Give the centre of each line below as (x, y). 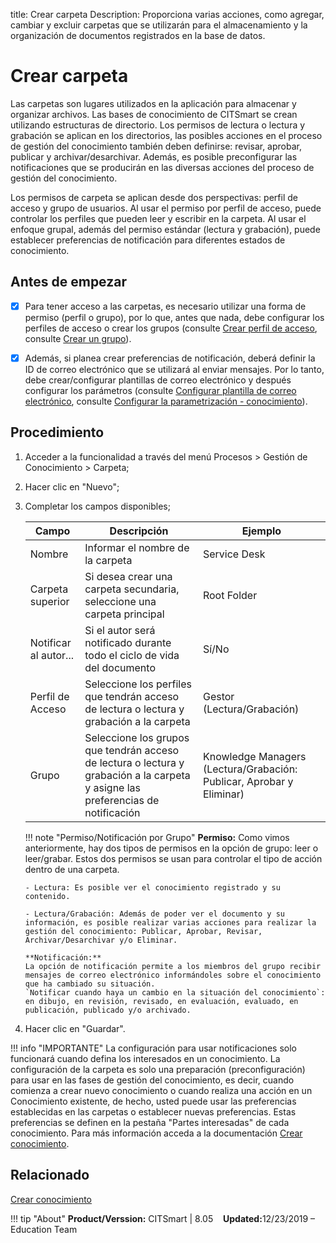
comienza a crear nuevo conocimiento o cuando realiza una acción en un (161, 1090)
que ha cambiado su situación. (90, 984)
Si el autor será (120, 630)
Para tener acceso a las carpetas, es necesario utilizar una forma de (165, 306)
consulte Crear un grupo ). (78, 338)
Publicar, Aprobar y (248, 781)
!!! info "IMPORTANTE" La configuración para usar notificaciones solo (153, 1048)
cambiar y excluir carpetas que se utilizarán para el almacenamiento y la (159, 25)
